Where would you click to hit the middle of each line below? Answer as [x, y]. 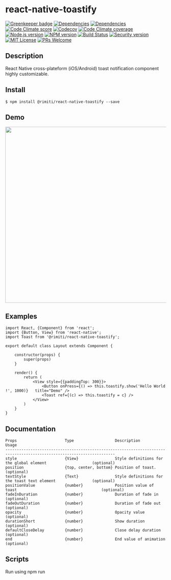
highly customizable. [27, 74]
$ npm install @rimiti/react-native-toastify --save [63, 102]
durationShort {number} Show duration [75, 521]
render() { [26, 373]
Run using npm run [25, 571]
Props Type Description [73, 441]
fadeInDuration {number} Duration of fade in [82, 495]
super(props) [38, 359]
